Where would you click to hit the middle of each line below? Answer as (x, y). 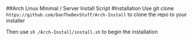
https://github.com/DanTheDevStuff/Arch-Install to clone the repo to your (96, 14)
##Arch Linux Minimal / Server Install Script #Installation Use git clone (90, 8)
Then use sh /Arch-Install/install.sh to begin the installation (82, 32)
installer (15, 20)
